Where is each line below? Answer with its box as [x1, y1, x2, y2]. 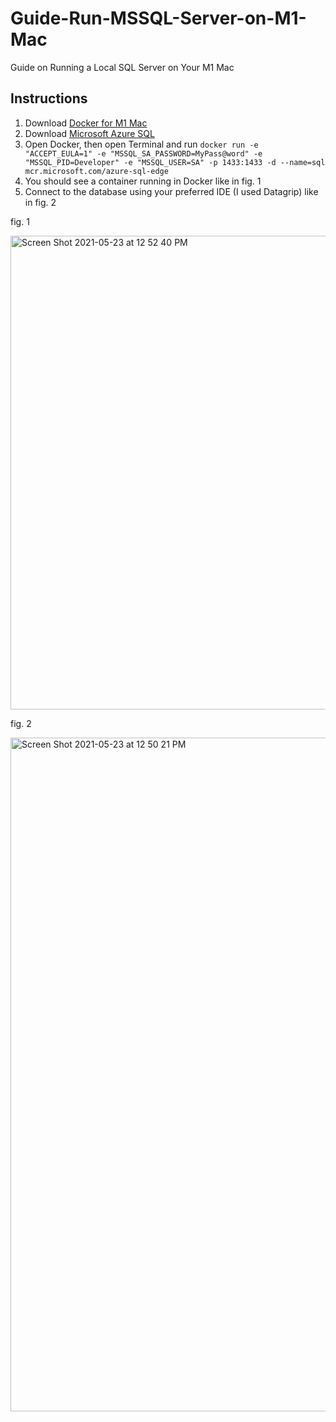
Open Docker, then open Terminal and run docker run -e [24, 138, 259, 150]
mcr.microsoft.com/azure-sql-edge [24, 166, 169, 176]
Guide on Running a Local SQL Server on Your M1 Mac [10, 61, 235, 73]
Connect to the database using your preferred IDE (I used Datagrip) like [24, 185, 319, 197]
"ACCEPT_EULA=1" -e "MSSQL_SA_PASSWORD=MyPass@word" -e [24, 148, 263, 159]
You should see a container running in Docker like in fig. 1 [24, 175, 262, 187]
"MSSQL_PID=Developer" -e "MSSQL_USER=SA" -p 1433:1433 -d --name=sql [24, 157, 326, 167]
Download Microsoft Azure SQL [24, 127, 155, 139]
